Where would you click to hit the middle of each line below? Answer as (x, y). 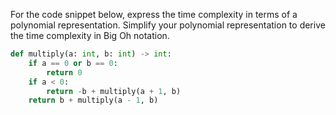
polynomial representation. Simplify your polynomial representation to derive (168, 25)
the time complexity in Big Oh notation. (90, 35)
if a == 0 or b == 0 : (73, 63)
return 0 (64, 72)
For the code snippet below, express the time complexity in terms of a (154, 14)
